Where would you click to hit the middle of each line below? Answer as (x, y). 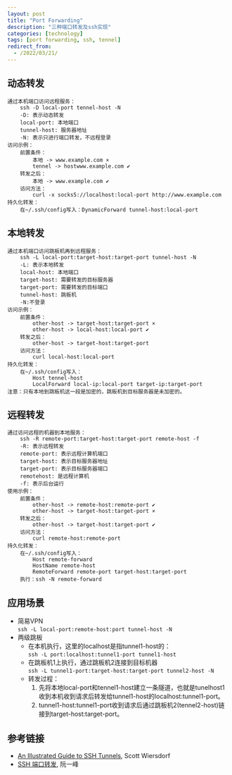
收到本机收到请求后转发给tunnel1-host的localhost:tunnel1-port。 (131, 696)
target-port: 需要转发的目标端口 (64, 287)
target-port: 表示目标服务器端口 (64, 469)
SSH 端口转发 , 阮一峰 (48, 764)
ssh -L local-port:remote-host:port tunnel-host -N (95, 630)
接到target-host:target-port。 (81, 714)
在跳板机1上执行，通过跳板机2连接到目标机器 (93, 662)
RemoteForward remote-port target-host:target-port (110, 572)
